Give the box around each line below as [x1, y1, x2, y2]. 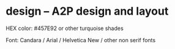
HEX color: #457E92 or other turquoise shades [6, 24, 124, 32]
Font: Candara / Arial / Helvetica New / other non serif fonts [6, 36, 156, 43]
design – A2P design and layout [6, 4, 169, 18]
